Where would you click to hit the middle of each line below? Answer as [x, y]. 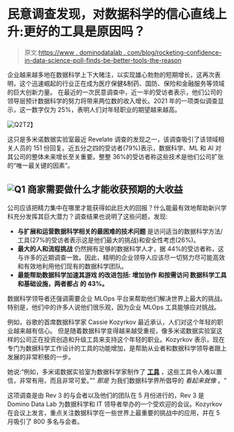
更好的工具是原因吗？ [85, 32]
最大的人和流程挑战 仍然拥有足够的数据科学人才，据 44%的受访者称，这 [120, 248]
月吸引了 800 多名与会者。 [45, 421]
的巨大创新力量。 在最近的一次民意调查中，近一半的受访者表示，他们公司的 [115, 92]
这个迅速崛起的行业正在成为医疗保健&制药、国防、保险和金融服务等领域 [122, 83]
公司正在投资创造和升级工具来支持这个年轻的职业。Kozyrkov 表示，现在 [122, 339]
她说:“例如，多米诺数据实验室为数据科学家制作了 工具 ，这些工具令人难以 [112, 371]
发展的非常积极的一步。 [41, 357]
